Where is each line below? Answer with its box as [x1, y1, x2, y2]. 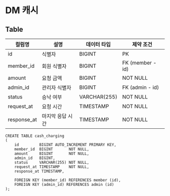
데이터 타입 [86, 41, 111, 48]
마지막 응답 [41, 113, 67, 119]
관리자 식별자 [41, 84, 72, 91]
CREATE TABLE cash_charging [5, 133, 65, 138]
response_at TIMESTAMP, [14, 169, 65, 174]
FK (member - [122, 59, 157, 66]
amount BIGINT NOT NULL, [14, 151, 90, 156]
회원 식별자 [41, 63, 67, 70]
